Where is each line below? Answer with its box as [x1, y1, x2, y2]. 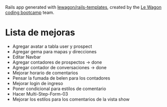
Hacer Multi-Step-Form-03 [12, 91, 68, 97]
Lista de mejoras [5, 27, 75, 38]
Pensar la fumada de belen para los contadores [12, 75, 110, 81]
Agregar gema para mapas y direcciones [12, 48, 96, 54]
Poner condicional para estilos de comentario [12, 86, 106, 92]
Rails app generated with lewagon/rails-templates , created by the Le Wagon [5, 4, 161, 10]
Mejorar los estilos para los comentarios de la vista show [12, 96, 130, 102]
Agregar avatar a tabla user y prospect [12, 43, 92, 49]
